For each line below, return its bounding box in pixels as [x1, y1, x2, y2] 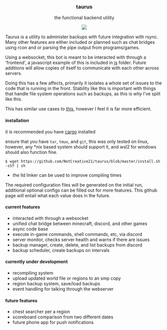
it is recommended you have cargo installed [5, 128, 96, 135]
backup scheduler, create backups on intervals [12, 247, 110, 253]
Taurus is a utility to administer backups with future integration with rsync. [5, 34, 158, 40]
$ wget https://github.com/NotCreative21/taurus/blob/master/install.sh [5, 158, 160, 164]
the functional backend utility [54, 15, 114, 21]
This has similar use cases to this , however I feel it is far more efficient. [5, 106, 152, 112]
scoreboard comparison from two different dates [12, 314, 114, 320]
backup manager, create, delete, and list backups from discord [12, 241, 142, 248]
